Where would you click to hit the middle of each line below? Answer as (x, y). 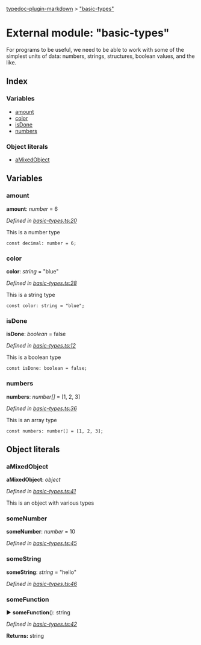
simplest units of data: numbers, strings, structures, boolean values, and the (100, 56)
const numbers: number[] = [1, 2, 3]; (55, 431)
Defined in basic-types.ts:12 (41, 346)
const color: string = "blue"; (45, 306)
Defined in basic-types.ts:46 (42, 584)
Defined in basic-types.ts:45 (42, 543)
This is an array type (32, 420)
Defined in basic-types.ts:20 (42, 220)
